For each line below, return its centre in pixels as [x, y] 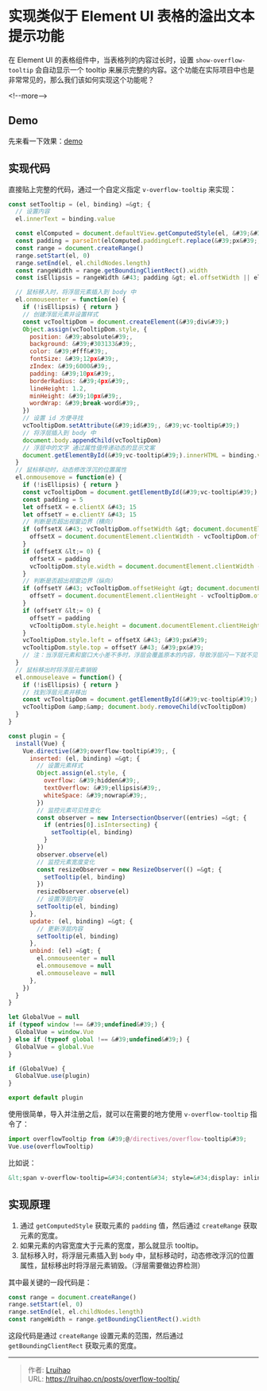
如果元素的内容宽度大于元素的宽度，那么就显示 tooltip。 [111, 1245]
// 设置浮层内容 [60, 899]
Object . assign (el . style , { [81, 774]
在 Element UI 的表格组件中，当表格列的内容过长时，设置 [101, 60]
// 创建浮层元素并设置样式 [60, 314]
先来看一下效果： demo [46, 141]
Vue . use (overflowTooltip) [51, 1146]
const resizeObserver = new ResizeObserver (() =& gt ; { [130, 869]
